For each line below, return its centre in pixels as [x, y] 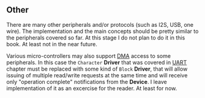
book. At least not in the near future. [52, 44]
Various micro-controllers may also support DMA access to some [89, 56]
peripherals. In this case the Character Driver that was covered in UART [97, 62]
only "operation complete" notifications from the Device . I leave [87, 82]
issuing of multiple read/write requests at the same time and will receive [97, 75]
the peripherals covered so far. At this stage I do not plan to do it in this [96, 37]
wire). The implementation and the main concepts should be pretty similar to [102, 31]
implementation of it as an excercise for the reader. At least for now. [92, 88]
